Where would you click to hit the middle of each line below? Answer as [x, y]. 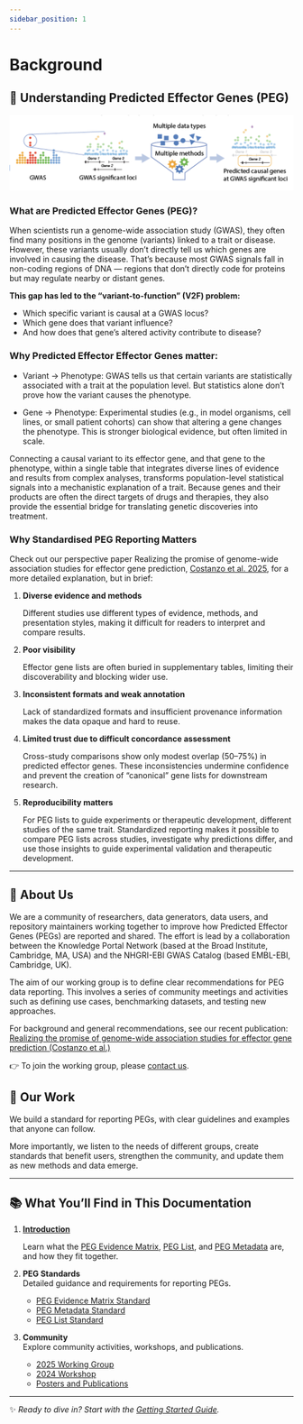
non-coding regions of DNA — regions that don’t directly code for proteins [147, 269]
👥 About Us [41, 895]
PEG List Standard [69, 1320]
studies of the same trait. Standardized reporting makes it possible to [151, 829]
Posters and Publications [82, 1383]
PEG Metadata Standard [81, 1310]
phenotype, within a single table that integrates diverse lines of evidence [144, 468]
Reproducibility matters [68, 802]
